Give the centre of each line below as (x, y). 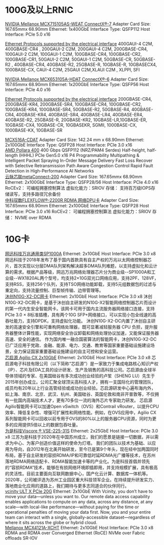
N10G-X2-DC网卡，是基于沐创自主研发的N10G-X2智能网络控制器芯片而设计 (81, 302)
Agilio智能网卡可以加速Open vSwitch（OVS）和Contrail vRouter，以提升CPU (82, 406)
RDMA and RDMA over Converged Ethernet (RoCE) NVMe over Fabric (75, 533)
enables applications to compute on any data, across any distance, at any (79, 501)
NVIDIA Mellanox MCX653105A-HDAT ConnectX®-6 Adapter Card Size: (77, 79)
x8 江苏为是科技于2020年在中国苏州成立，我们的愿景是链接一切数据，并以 (80, 437)
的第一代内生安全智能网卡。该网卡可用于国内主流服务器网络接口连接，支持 (80, 308)
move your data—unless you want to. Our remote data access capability (78, 496)
